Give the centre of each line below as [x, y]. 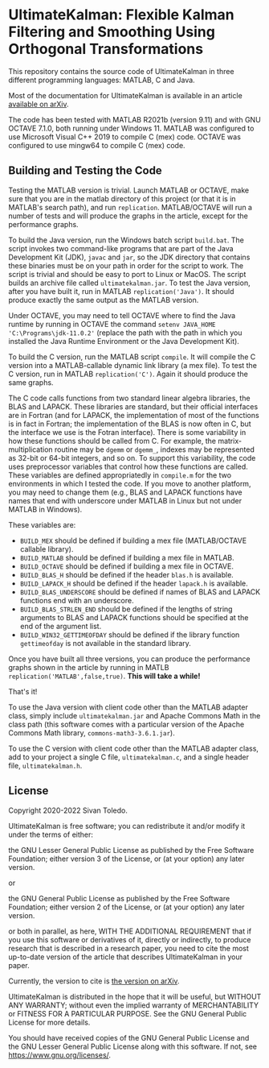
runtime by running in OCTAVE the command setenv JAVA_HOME [112, 324]
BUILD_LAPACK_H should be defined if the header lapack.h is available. [134, 583]
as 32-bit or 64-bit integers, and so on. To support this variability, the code [132, 457]
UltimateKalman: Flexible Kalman [121, 15]
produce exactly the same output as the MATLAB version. [104, 300]
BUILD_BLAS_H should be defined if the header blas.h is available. [127, 574]
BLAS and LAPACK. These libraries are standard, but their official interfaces [133, 406]
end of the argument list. [61, 626]
